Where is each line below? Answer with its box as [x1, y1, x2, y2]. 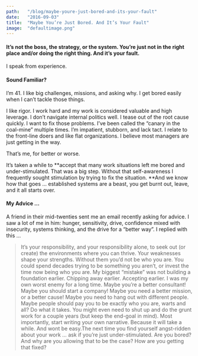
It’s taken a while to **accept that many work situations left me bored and [6, 161, 185, 168]
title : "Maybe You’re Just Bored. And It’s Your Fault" [6, 19, 150, 25]
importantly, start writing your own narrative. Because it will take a [20, 318, 182, 325]
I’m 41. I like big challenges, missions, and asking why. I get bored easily [6, 89, 181, 96]
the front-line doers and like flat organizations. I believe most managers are [6, 132, 189, 139]
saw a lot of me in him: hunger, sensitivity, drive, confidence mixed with [6, 219, 180, 226]
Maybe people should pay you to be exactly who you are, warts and [20, 299, 186, 307]
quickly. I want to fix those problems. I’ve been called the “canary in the [6, 119, 180, 127]
